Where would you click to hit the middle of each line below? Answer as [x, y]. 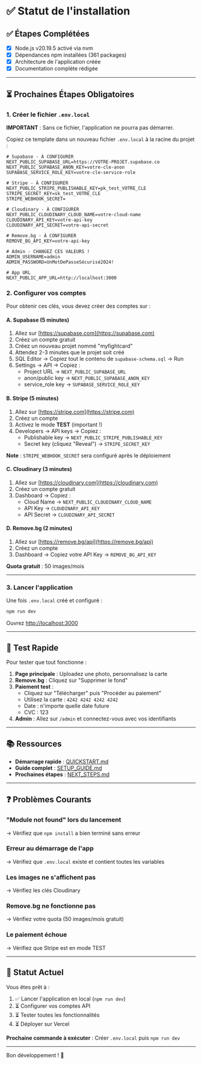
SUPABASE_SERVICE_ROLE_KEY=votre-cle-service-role [71, 172]
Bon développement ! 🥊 [35, 1055]
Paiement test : [34, 687]
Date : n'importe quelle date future [66, 706]
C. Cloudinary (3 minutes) [39, 469]
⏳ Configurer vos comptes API [53, 1006]
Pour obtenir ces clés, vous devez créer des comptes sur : [78, 306]
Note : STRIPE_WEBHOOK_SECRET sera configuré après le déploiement [89, 455]
